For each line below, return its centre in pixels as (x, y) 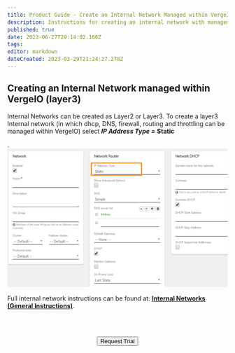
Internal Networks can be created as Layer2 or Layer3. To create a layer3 (113, 116)
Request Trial (117, 341)
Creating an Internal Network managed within (109, 89)
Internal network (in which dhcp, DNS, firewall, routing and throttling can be (116, 123)
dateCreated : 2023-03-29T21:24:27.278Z (65, 60)
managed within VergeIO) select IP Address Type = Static (91, 131)
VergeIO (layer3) (44, 99)
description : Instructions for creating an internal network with (106, 22)
